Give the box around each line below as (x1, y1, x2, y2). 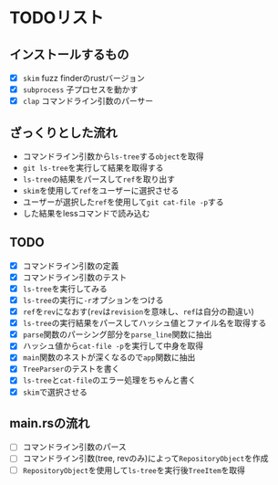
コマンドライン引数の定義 (22, 260, 119, 271)
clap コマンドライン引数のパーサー (22, 96, 154, 107)
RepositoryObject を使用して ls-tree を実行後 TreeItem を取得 (22, 464, 246, 475)
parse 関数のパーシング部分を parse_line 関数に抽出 (22, 329, 212, 340)
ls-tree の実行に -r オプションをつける (22, 295, 164, 305)
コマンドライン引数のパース (22, 441, 128, 452)
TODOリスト (9, 7, 105, 28)
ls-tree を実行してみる (22, 283, 108, 294)
